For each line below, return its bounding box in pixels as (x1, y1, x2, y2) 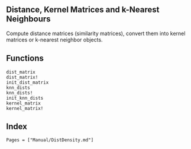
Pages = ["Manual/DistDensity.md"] (6, 137, 94, 143)
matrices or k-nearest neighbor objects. (6, 36, 103, 43)
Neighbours (6, 14, 51, 24)
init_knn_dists (6, 95, 44, 101)
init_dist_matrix (6, 80, 49, 85)
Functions (6, 53, 44, 64)
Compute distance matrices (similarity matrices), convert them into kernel (6, 30, 186, 37)
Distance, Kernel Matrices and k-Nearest (6, 5, 160, 15)
